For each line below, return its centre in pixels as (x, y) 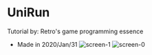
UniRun (29, 13)
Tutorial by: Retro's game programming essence (75, 31)
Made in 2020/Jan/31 (47, 44)
